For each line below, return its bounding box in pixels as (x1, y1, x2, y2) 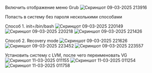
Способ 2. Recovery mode (5, 38, 59, 44)
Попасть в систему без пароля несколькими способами (5, 14, 122, 19)
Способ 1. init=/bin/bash (5, 23, 54, 29)
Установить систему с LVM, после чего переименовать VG (5, 52, 127, 58)
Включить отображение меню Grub (5, 5, 79, 10)
